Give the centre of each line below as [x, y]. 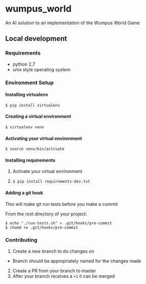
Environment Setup [30, 82]
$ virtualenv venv [25, 127]
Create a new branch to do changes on [53, 251]
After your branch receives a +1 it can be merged [64, 276]
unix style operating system [42, 69]
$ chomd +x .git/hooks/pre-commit [42, 227]
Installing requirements [30, 160]
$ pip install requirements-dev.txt [51, 182]
